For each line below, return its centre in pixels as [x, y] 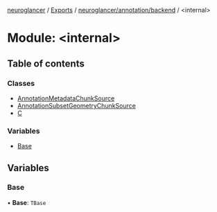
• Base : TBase [27, 202]
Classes [21, 83]
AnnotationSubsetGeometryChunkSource [77, 105]
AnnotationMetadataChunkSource [66, 98]
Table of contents [46, 63]
